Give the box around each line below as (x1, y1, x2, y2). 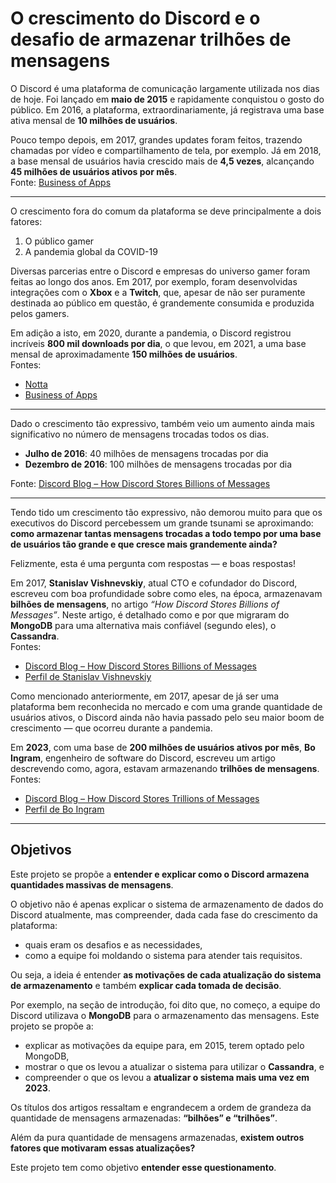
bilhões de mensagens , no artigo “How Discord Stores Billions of (10, 598, 280, 610)
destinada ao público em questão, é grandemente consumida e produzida (10, 297, 315, 309)
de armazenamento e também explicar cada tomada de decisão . (10, 979, 282, 991)
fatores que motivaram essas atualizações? (10, 1142, 196, 1154)
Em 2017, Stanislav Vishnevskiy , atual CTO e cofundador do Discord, (10, 577, 298, 589)
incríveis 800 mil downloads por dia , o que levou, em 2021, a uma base (10, 337, 307, 349)
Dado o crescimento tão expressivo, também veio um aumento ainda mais (10, 417, 315, 429)
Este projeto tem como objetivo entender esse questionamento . (10, 1161, 277, 1173)
